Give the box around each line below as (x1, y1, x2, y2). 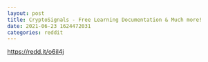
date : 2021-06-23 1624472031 (7, 22, 91, 29)
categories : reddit (7, 29, 64, 36)
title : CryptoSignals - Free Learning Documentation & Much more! (7, 16, 202, 23)
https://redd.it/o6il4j (7, 48, 64, 56)
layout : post (7, 10, 45, 17)
